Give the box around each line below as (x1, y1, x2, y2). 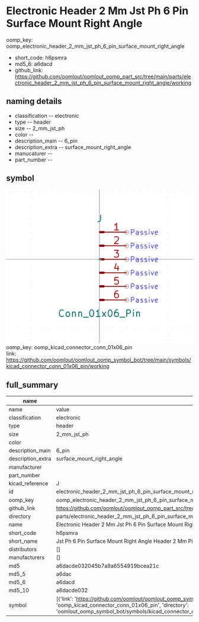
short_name (8, 537, 38, 544)
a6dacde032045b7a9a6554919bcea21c (56, 562, 159, 569)
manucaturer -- (14, 150, 53, 157)
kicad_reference (8, 480, 49, 487)
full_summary (6, 380, 59, 390)
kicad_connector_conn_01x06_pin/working (6, 363, 110, 370)
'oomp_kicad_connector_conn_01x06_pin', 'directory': (56, 601, 189, 608)
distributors (8, 546, 37, 553)
